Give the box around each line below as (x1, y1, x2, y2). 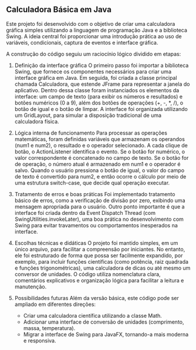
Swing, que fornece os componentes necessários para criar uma (14, 68, 172, 75)
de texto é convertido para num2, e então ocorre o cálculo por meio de (14, 173, 187, 180)
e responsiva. (23, 337, 56, 344)
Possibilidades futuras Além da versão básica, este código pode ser (14, 294, 179, 301)
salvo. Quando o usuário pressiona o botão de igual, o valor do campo (14, 167, 185, 174)
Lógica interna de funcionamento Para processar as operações (14, 129, 167, 136)
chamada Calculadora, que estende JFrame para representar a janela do (14, 80, 190, 87)
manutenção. (14, 283, 47, 290)
